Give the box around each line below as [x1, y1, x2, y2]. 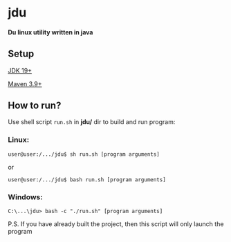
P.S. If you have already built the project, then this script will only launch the [8, 220, 224, 228]
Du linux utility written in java [8, 28, 93, 36]
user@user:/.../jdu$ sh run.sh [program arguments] [8, 150, 160, 158]
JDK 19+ [8, 66, 33, 74]
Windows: [8, 192, 44, 201]
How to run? [8, 99, 62, 111]
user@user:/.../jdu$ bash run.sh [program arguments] [8, 176, 167, 183]
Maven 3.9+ [8, 79, 42, 88]
